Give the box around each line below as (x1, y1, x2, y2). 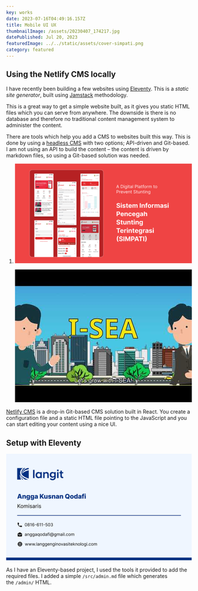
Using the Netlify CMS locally (6, 70, 116, 80)
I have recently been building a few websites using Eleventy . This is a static (6, 85, 189, 92)
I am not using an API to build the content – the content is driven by (6, 145, 169, 153)
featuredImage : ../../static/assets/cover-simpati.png (6, 41, 144, 47)
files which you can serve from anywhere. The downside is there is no (6, 109, 177, 116)
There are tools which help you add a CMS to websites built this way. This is (6, 133, 191, 140)
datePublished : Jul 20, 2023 (6, 34, 78, 41)
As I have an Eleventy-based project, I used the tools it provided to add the (6, 566, 187, 573)
